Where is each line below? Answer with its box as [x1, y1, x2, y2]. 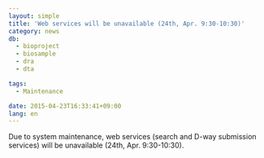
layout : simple [8, 11, 60, 20]
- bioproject [15, 42, 60, 50]
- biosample [15, 50, 57, 58]
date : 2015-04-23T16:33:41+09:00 [8, 102, 122, 110]
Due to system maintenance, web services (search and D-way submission [8, 132, 258, 142]
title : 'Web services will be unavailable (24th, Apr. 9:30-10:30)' [8, 20, 245, 28]
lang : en [8, 109, 38, 118]
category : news [8, 27, 60, 35]
